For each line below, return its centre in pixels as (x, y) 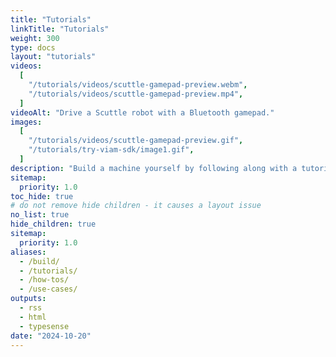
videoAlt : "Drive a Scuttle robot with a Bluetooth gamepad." (142, 112)
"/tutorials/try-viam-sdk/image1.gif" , (111, 150)
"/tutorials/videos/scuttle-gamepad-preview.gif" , (136, 141)
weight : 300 (35, 38)
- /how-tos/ (44, 280)
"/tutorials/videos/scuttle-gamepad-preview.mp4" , (136, 94)
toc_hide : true (42, 196)
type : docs (33, 47)
